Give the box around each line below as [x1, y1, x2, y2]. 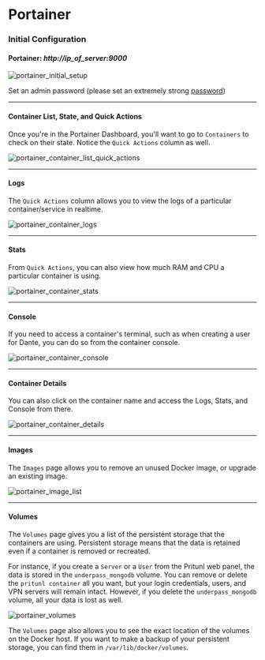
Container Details [8, 378, 67, 388]
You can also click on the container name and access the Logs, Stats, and [8, 396, 248, 406]
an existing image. [8, 471, 68, 481]
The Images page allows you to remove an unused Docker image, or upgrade [8, 463, 256, 472]
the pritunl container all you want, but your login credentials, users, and [8, 578, 247, 587]
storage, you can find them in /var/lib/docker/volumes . [8, 642, 189, 652]
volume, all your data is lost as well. [8, 594, 124, 605]
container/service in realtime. [8, 204, 104, 214]
